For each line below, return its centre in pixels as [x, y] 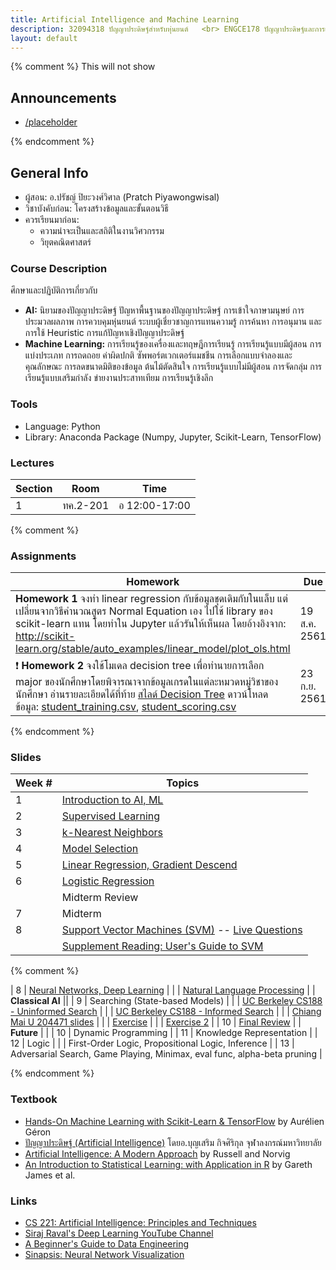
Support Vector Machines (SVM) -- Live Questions [182, 930]
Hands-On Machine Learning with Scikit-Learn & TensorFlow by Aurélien [174, 1121]
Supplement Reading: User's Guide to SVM [162, 946]
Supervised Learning [111, 816]
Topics [183, 783]
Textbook [34, 1099]
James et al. [50, 1175]
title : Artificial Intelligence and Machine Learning [125, 19]
